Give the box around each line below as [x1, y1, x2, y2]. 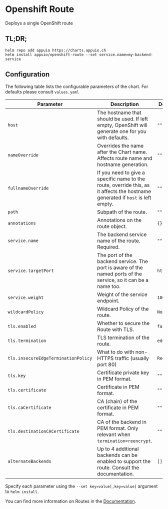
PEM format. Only [97, 424, 138, 431]
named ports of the [97, 270, 142, 277]
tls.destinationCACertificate [7, 428, 80, 434]
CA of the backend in [97, 418, 146, 425]
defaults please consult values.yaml [5, 88, 79, 94]
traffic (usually [114, 354, 149, 361]
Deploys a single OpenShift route [5, 20, 73, 26]
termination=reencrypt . [97, 437, 152, 444]
